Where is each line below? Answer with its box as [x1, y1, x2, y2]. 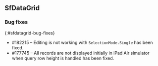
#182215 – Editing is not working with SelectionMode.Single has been [11, 39, 153, 45]
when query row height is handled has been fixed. [11, 55, 114, 61]
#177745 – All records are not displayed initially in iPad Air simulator [11, 50, 150, 56]
